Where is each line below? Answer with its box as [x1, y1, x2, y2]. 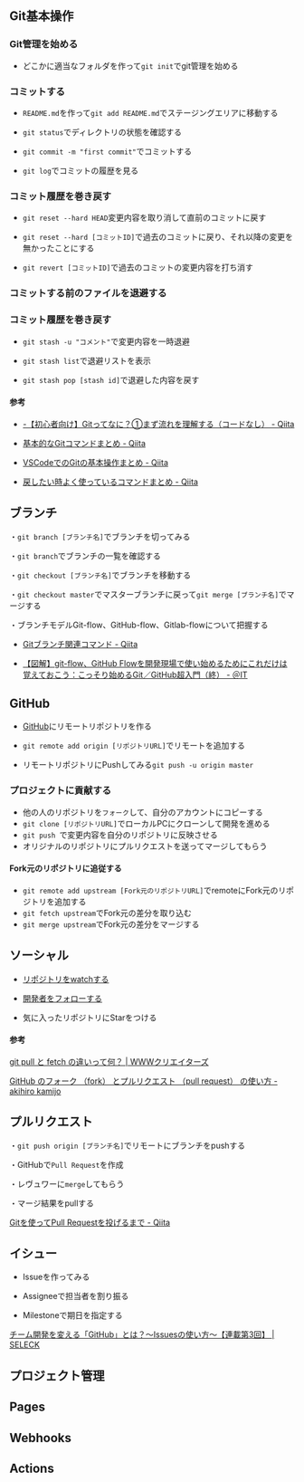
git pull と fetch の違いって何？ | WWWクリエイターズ [9, 1056, 210, 1066]
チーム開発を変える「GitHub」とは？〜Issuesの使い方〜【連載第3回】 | [9, 1329, 275, 1340]
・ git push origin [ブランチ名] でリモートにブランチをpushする [9, 1140, 246, 1151]
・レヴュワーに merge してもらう [9, 1178, 125, 1189]
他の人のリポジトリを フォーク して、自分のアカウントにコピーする [22, 807, 264, 817]
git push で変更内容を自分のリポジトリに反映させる [22, 829, 219, 840]
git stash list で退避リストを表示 [22, 355, 152, 366]
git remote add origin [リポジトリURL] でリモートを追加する [22, 741, 246, 751]
